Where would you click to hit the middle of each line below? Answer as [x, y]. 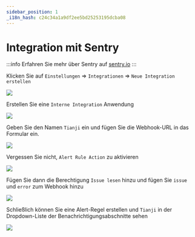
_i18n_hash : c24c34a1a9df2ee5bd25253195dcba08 [66, 18]
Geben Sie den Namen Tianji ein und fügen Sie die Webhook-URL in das [97, 127]
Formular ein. [23, 134]
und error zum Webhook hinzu [45, 187]
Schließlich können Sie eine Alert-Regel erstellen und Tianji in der [89, 210]
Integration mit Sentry [63, 48]
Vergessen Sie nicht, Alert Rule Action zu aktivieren [73, 157]
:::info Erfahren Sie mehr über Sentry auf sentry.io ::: [71, 64]
